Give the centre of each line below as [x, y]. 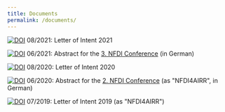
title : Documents [33, 14]
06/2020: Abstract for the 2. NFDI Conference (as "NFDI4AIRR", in [123, 80]
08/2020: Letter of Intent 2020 [71, 67]
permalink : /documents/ [42, 20]
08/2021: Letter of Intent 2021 [70, 40]
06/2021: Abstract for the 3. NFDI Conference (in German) [111, 54]
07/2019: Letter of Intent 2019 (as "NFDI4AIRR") [96, 101]
